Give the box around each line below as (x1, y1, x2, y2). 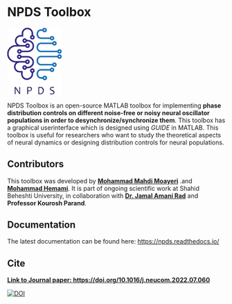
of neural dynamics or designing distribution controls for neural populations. (7, 138, 224, 146)
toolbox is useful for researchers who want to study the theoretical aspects (7, 130, 222, 139)
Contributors (7, 158, 64, 170)
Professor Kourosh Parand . (7, 199, 87, 207)
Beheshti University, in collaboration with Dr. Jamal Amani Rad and (7, 192, 199, 200)
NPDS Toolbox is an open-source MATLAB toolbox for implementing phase (7, 101, 222, 110)
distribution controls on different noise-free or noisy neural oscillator (7, 108, 210, 117)
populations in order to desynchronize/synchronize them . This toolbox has (7, 116, 226, 124)
